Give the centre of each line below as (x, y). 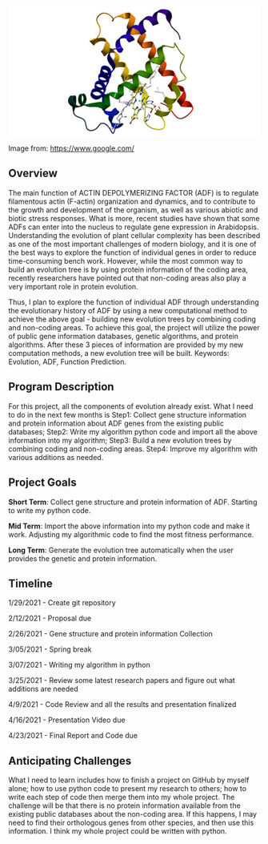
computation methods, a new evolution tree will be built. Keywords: (119, 353)
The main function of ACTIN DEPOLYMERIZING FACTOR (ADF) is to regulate (134, 192)
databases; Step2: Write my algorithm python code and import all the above (133, 431)
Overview (33, 174)
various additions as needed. (56, 457)
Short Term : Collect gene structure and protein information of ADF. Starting (133, 502)
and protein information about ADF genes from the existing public (116, 423)
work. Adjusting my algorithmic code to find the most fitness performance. (131, 534)
